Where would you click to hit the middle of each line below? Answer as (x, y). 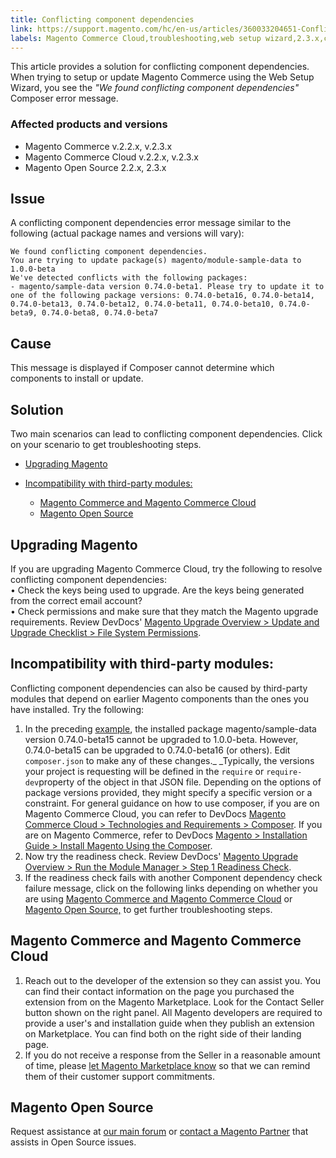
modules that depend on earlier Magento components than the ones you (159, 698)
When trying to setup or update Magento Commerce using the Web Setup (162, 77)
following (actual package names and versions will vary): (127, 233)
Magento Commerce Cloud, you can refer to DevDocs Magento (155, 813)
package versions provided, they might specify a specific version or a (168, 792)
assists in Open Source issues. (73, 1142)
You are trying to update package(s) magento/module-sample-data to (156, 261)
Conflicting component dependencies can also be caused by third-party (159, 688)
